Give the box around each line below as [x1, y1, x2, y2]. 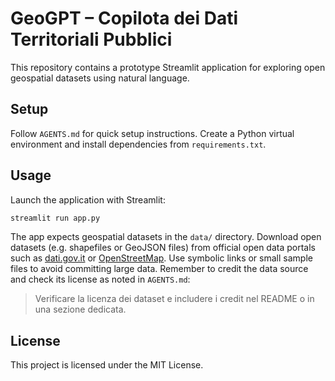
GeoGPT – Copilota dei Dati [10, 7, 238, 30]
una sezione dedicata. [34, 303, 127, 316]
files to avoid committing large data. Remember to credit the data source [10, 263, 309, 275]
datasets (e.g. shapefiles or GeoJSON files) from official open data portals [10, 242, 316, 254]
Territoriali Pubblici [10, 28, 173, 51]
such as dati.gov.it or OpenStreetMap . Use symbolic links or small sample [10, 252, 313, 264]
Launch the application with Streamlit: [10, 193, 166, 206]
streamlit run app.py [10, 213, 101, 223]
